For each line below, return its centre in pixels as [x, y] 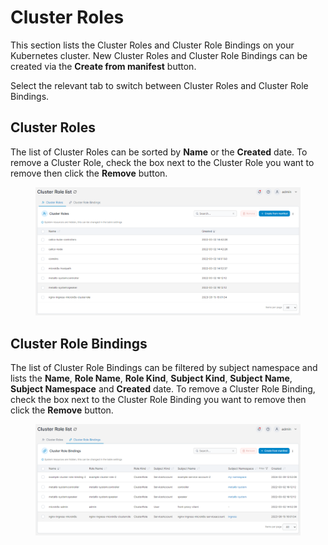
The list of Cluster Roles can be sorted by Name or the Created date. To [159, 152]
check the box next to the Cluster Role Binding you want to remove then [158, 400]
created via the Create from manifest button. [103, 66]
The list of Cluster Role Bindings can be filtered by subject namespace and [164, 368]
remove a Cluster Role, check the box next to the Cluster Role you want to [162, 162]
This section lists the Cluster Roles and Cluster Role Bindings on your [152, 45]
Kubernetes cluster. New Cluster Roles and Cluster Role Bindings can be [159, 55]
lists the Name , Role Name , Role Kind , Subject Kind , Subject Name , [151, 378]
